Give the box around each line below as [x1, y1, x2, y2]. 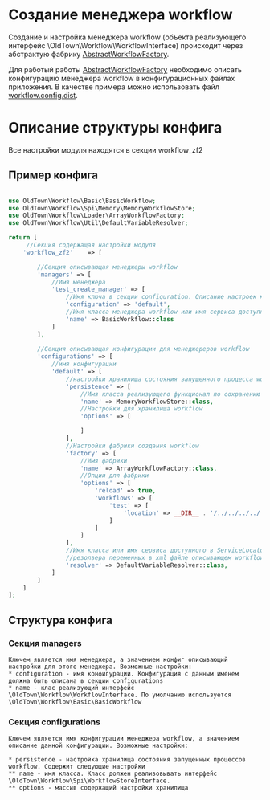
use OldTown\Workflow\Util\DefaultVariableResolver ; [8, 219, 189, 227]
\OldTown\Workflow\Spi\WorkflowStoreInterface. [8, 777, 171, 785]
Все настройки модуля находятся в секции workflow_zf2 [8, 145, 203, 154]
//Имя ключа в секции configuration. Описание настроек [65, 293, 257, 301]
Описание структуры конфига [8, 119, 223, 137]
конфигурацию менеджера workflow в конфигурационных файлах [8, 73, 235, 83]
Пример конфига [8, 169, 99, 182]
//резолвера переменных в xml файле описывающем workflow [65, 554, 264, 562]
